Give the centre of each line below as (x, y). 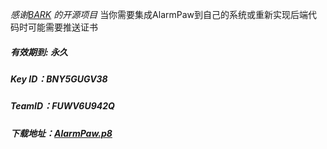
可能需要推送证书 (62, 27)
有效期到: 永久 (39, 52)
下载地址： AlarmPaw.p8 (61, 133)
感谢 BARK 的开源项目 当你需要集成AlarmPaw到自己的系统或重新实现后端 (159, 14)
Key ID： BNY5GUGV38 (59, 79)
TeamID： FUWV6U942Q (62, 106)
